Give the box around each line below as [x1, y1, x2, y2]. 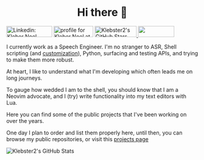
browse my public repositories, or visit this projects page [6, 135, 149, 142]
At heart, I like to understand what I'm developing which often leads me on [6, 68, 193, 75]
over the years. [6, 117, 44, 124]
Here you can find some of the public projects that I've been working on [6, 111, 187, 118]
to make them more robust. [6, 56, 74, 63]
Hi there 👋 [77, 5, 128, 19]
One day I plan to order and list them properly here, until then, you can [6, 129, 183, 136]
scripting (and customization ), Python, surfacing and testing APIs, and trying [6, 49, 199, 57]
